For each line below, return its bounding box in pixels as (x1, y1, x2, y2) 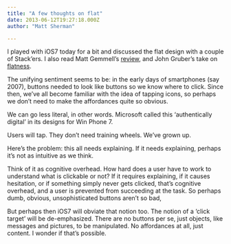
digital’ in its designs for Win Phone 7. (7, 118, 113, 126)
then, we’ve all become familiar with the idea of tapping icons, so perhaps (7, 90, 217, 98)
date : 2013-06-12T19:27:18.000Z (7, 16, 100, 23)
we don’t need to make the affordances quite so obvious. (7, 97, 168, 106)
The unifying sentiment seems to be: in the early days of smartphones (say (7, 75, 220, 84)
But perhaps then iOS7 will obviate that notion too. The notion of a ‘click (7, 207, 210, 216)
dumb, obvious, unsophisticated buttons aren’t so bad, (7, 194, 162, 202)
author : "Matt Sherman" (7, 23, 76, 29)
